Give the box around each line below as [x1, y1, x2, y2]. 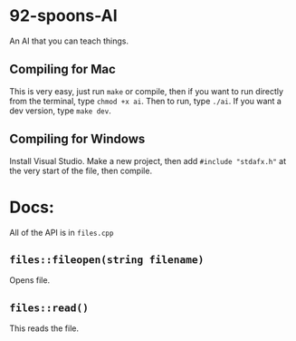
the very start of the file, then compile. [9, 165, 152, 176]
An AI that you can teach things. [9, 35, 129, 46]
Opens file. [9, 275, 51, 286]
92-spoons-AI [9, 5, 118, 26]
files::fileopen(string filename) [9, 253, 205, 266]
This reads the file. [9, 323, 80, 334]
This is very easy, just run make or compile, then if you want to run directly [9, 85, 283, 96]
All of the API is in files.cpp [9, 227, 114, 238]
